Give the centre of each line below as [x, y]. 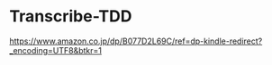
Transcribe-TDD [71, 16]
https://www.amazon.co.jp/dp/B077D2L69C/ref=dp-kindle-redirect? [136, 41]
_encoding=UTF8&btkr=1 [55, 50]
